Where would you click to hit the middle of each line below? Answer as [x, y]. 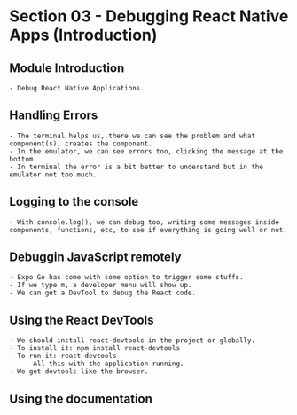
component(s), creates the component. [81, 144]
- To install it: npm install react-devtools [94, 348]
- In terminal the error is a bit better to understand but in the [137, 167]
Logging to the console [74, 202]
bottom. [23, 159]
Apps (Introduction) [83, 35]
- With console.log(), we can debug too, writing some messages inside [144, 222]
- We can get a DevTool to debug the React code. [103, 293]
